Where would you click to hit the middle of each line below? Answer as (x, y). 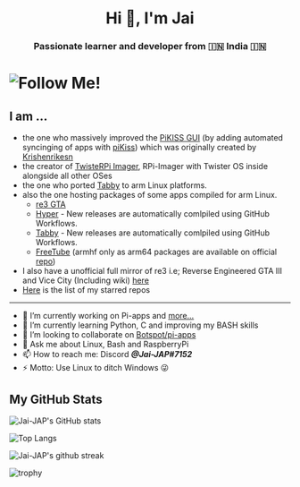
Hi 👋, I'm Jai (150, 18)
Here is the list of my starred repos (86, 290)
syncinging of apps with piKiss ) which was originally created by (139, 148)
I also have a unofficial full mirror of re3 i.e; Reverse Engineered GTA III (152, 271)
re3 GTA (50, 204)
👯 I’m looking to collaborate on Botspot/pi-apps (109, 335)
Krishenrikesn (48, 157)
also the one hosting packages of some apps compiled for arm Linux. (150, 195)
